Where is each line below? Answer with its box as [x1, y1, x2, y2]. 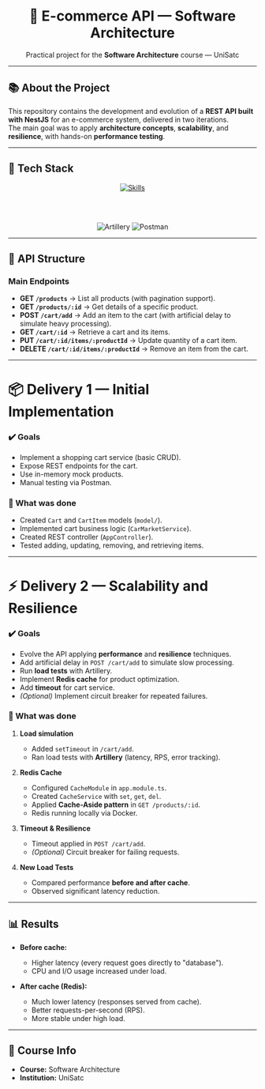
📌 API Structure [8, 252, 85, 266]
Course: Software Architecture [19, 1065, 121, 1074]
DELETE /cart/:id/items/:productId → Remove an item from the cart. [19, 344, 248, 354]
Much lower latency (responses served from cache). [31, 997, 202, 1006]
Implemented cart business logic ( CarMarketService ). [19, 524, 192, 533]
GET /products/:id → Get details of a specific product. [19, 302, 199, 311]
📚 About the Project [8, 81, 110, 95]
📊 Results [8, 918, 59, 931]
